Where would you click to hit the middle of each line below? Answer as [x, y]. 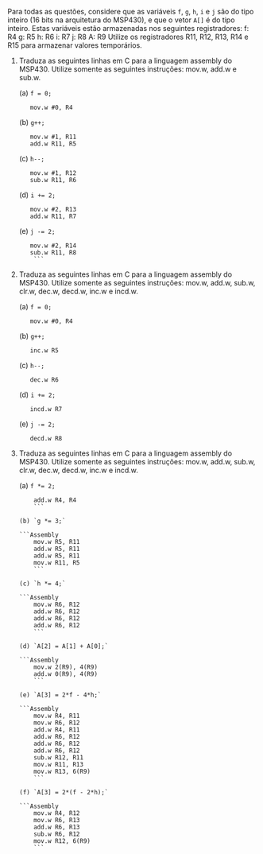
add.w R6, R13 [57, 827]
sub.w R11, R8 [53, 253]
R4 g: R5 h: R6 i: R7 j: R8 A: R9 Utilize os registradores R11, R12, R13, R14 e [128, 37]
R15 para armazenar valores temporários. [75, 45]
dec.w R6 [44, 380]
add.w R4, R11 [57, 730]
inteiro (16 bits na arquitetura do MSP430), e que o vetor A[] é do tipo [121, 20]
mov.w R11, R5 [57, 563]
